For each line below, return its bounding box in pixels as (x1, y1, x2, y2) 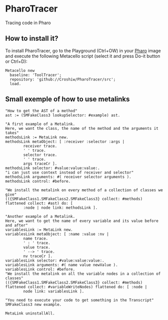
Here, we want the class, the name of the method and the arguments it (5, 126, 158, 131)
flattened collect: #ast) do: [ (5, 201, 73, 206)
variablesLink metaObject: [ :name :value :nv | (5, 231, 109, 236)
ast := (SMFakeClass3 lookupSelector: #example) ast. (5, 113, 121, 118)
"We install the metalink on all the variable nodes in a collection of (5, 271, 161, 276)
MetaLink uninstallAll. (5, 310, 55, 316)
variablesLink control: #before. (5, 267, 75, 272)
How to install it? (5, 34, 59, 43)
